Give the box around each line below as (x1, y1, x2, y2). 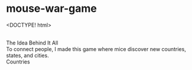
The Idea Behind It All (6, 39, 58, 46)
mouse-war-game (6, 2, 97, 15)
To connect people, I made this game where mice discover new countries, (6, 45, 186, 52)
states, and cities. (6, 52, 49, 59)
